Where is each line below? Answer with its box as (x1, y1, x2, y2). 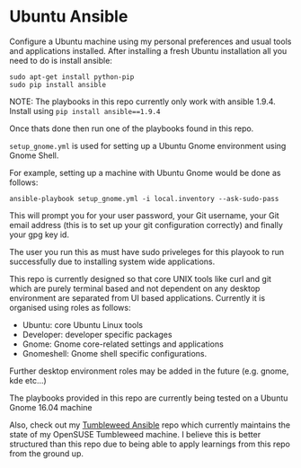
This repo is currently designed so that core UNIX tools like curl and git (9, 273, 272, 284)
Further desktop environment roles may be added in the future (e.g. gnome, (9, 366, 289, 376)
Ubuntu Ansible (9, 6, 128, 27)
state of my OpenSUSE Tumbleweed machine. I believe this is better (9, 428, 261, 439)
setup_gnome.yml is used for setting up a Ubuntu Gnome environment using (9, 140, 287, 151)
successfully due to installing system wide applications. (9, 256, 216, 267)
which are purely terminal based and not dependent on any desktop (9, 283, 261, 294)
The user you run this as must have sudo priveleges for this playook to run (9, 246, 285, 257)
